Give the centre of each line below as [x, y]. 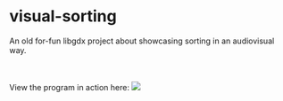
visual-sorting [63, 16]
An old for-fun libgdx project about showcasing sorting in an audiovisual [142, 41]
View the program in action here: [69, 87]
